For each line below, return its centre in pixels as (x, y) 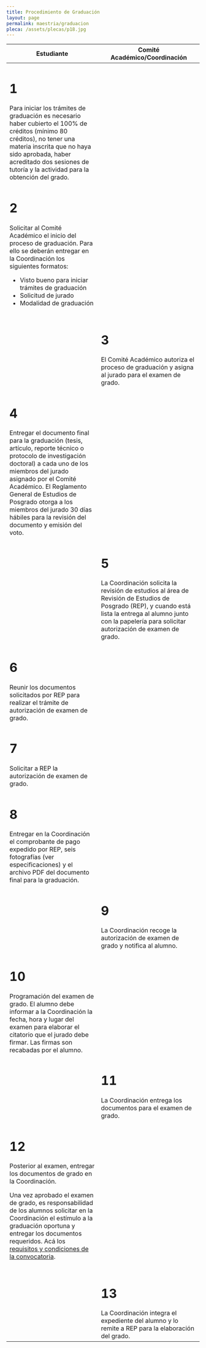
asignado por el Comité (43, 479)
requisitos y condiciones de (49, 1249)
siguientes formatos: (39, 266)
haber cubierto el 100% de (48, 123)
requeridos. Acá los (37, 1241)
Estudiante (52, 54)
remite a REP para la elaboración (148, 1328)
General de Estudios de (43, 494)
